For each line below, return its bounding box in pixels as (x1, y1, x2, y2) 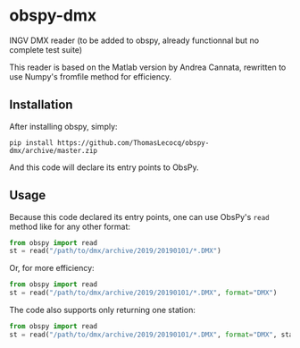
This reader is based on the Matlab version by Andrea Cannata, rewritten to (9, 62, 287, 72)
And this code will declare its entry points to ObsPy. (9, 162, 199, 173)
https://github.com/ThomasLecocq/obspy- (56, 138, 210, 148)
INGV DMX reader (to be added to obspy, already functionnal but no (9, 35, 260, 46)
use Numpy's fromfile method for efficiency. (9, 71, 172, 81)
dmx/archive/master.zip (9, 146, 98, 155)
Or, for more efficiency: (9, 263, 96, 274)
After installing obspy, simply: (9, 121, 118, 132)
